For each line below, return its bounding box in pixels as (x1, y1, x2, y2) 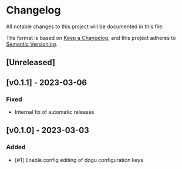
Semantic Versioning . (6, 40, 58, 48)
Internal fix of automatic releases (14, 109, 95, 116)
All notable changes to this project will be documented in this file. (6, 23, 164, 30)
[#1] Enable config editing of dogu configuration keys (14, 156, 144, 163)
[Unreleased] (6, 58, 56, 67)
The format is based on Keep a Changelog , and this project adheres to (6, 34, 176, 41)
